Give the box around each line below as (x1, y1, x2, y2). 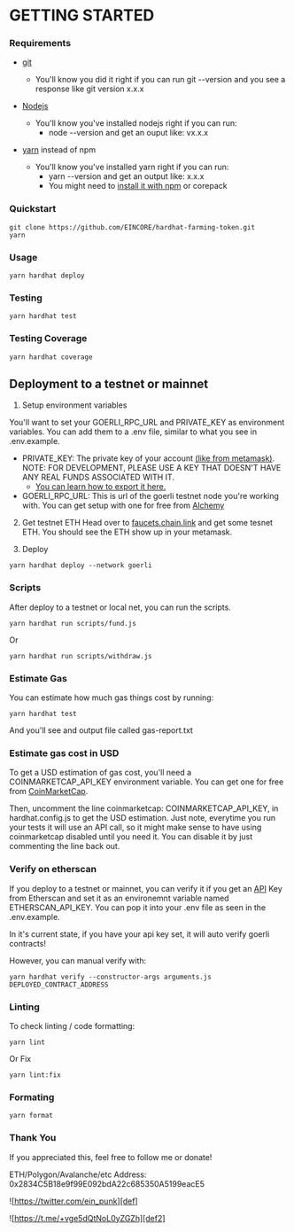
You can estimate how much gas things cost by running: (9, 692, 214, 703)
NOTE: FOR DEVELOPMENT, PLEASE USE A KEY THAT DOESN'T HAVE (21, 463, 282, 473)
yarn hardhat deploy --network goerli (9, 561, 152, 570)
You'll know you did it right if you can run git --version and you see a (35, 74, 286, 85)
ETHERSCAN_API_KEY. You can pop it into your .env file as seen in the (9, 901, 267, 913)
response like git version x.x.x (35, 83, 144, 94)
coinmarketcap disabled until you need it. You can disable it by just (9, 831, 253, 842)
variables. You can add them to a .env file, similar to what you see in (9, 426, 258, 437)
